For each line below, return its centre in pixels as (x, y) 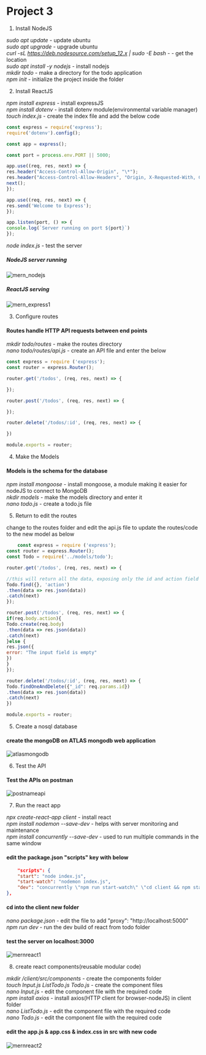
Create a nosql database (46, 726)
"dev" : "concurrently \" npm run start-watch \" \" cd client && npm (104, 888)
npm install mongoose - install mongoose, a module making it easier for (97, 484)
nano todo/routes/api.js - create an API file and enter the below (86, 351)
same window (24, 844)
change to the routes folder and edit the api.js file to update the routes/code (102, 528)
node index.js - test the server (44, 246)
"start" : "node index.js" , (52, 876)
